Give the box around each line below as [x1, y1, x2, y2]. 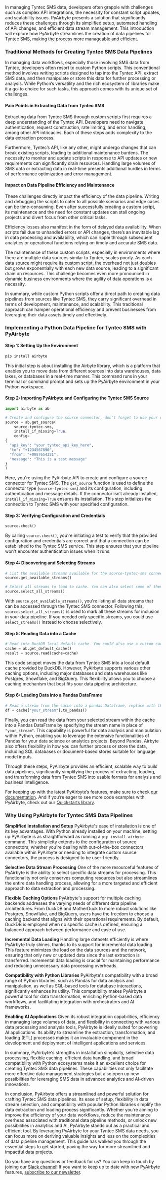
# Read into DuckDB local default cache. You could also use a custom [5, 642, 154, 647]
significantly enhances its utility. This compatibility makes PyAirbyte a [5, 988, 147, 994]
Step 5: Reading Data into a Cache [5, 630, 77, 636]
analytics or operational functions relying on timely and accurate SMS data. [5, 239, 159, 245]
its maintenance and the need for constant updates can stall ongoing [5, 209, 145, 215]
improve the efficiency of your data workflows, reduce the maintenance [5, 1112, 151, 1118]
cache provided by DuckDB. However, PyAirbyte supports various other [5, 665, 151, 671]
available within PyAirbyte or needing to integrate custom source [5, 849, 137, 856]
